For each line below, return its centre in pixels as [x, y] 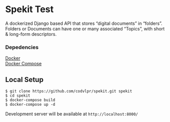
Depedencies [22, 47]
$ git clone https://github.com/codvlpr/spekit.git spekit [69, 91]
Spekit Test [30, 9]
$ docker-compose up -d [30, 105]
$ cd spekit [18, 96]
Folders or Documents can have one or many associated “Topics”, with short [85, 28]
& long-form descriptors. [31, 34]
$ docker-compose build [30, 100]
